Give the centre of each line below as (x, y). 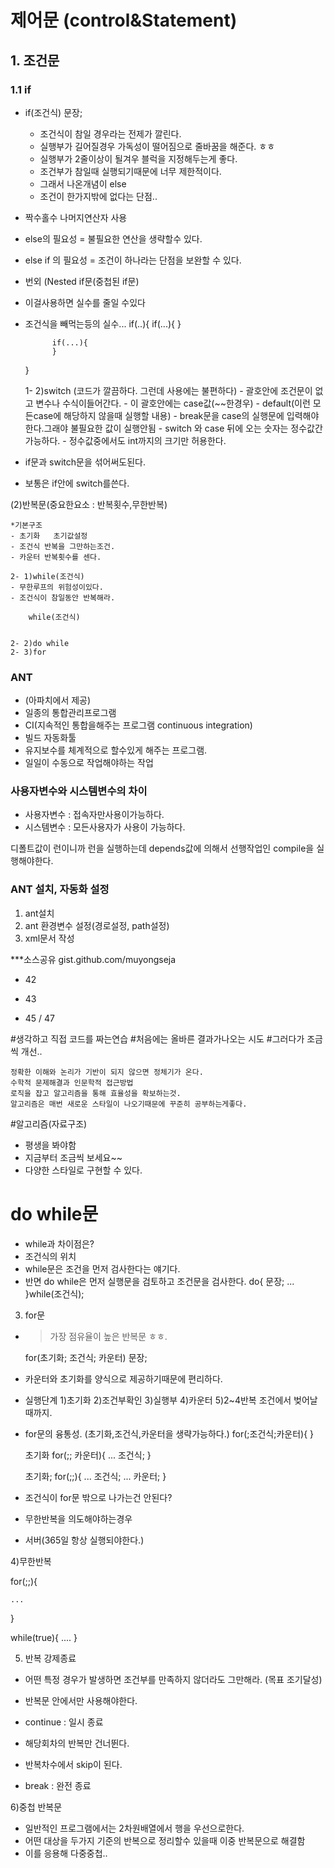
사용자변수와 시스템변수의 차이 (79, 791)
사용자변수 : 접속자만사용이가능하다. (94, 815)
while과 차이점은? (59, 1243)
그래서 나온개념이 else (83, 183)
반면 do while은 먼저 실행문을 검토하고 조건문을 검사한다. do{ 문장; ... (159, 1281)
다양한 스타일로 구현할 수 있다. (83, 1170)
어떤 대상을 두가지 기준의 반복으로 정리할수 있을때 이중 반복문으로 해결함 (165, 1840)
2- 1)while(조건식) (47, 576)
